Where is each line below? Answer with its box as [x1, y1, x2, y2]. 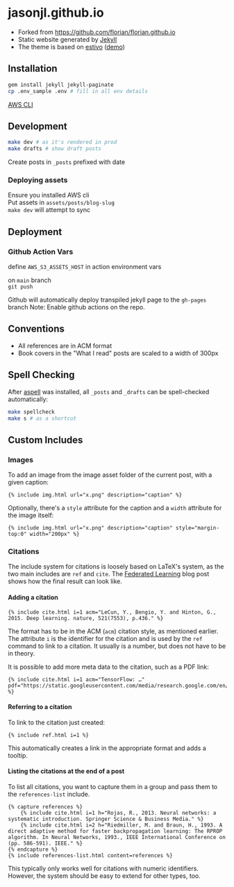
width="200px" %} [29, 530, 80, 538]
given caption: [8, 478, 49, 487]
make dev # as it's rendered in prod [8, 139, 117, 146]
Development [8, 120, 68, 132]
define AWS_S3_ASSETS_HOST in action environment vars [8, 263, 162, 271]
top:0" [8, 530, 27, 538]
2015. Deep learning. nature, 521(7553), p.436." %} [8, 615, 164, 621]
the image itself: [8, 511, 54, 519]
